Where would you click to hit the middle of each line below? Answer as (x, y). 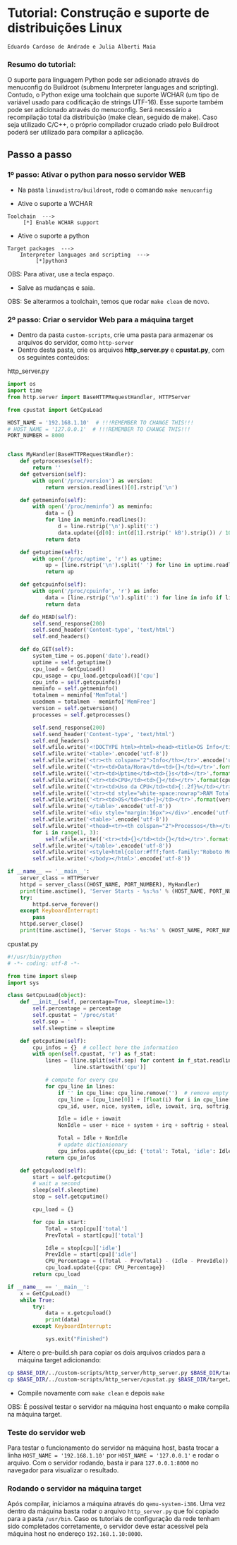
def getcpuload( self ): (53, 1171)
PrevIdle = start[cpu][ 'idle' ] (91, 1254)
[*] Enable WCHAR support (61, 222)
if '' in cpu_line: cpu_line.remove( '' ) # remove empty (143, 1093)
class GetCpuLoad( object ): (47, 996)
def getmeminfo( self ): (53, 500)
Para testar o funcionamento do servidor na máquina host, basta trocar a (113, 1448)
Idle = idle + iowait (89, 1119)
